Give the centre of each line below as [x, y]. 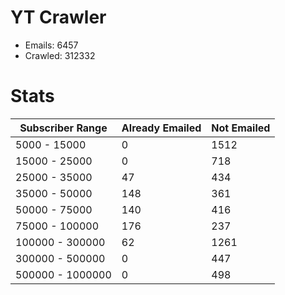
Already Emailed [161, 128]
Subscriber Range [63, 128]
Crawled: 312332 [60, 55]
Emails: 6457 [51, 45]
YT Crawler [58, 17]
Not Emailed [241, 128]
